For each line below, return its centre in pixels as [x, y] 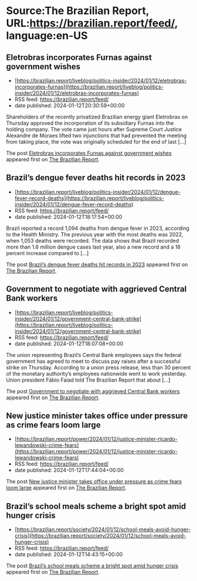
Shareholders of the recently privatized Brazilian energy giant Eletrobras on [97, 117]
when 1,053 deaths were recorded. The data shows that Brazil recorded [93, 240]
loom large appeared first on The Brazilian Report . [67, 488]
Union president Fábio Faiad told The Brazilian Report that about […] [88, 380]
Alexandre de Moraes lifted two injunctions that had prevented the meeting [96, 135]
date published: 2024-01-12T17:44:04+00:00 [69, 470]
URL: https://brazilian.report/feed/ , [92, 23]
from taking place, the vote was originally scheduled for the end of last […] [96, 142]
